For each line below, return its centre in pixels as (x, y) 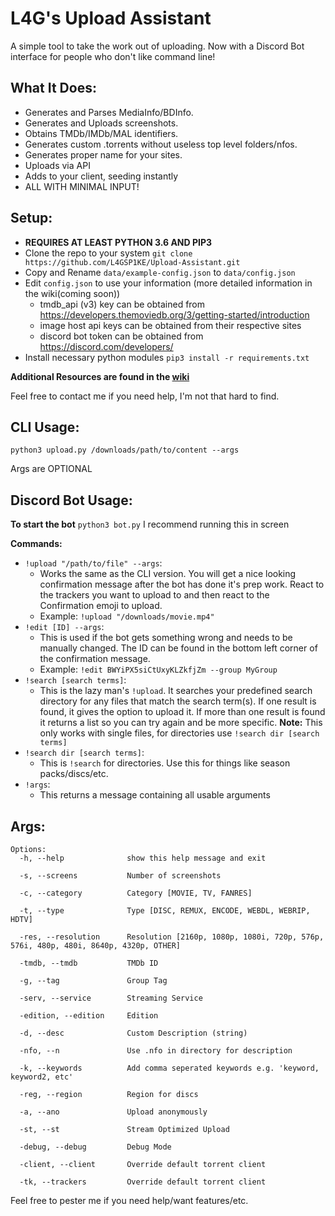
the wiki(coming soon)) (72, 293)
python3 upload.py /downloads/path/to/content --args (125, 450)
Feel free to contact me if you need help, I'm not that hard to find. (145, 396)
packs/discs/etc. (74, 774)
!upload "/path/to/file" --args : (93, 563)
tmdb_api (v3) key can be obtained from (122, 304)
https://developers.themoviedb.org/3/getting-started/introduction (174, 314)
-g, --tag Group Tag (93, 981)
